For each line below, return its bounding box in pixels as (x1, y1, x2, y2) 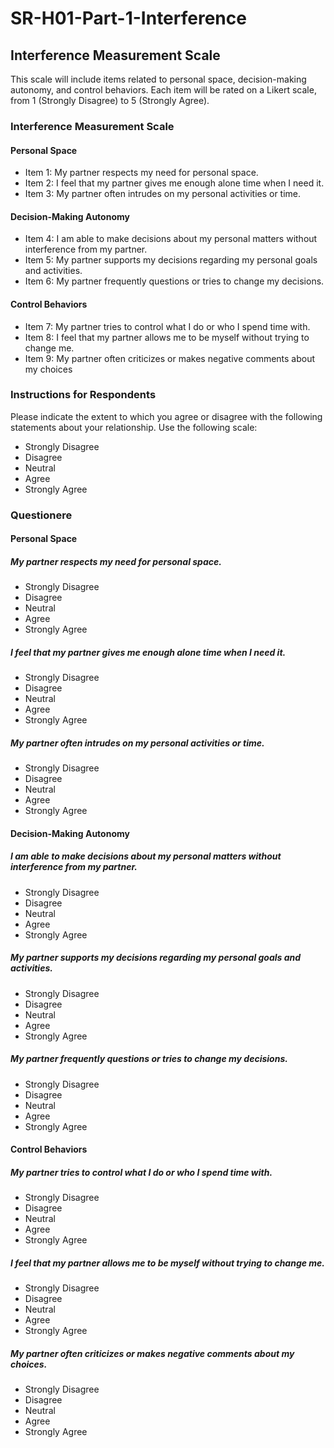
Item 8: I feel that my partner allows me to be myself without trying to (24, 331, 310, 343)
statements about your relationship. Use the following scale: (10, 421, 258, 433)
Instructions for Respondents (10, 388, 157, 402)
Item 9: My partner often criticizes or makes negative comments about (24, 352, 316, 364)
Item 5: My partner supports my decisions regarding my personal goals (24, 254, 318, 266)
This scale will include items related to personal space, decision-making (10, 73, 307, 85)
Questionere (10, 508, 73, 522)
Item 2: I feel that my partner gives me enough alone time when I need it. (24, 177, 325, 189)
